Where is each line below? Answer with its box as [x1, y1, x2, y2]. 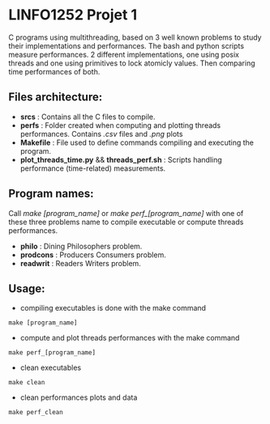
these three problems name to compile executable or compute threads [8, 217, 244, 227]
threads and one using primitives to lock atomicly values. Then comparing [8, 58, 255, 68]
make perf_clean [8, 409, 63, 417]
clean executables [19, 363, 82, 373]
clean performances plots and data [19, 392, 138, 402]
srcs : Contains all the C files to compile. [19, 112, 156, 121]
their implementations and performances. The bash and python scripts [8, 40, 245, 50]
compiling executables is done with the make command [19, 303, 207, 313]
